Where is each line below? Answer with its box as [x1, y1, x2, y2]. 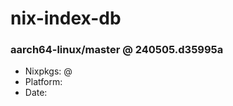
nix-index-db [10, 7, 122, 30]
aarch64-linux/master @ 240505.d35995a [10, 43, 224, 57]
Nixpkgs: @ [24, 65, 73, 77]
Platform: [24, 76, 63, 88]
